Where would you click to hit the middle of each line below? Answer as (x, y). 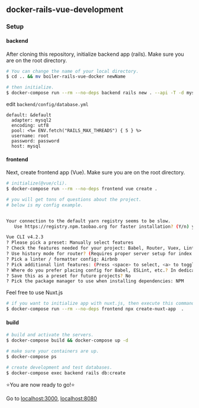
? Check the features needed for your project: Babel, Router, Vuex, (94, 248)
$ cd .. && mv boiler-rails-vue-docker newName (66, 76)
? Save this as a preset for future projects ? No (69, 276)
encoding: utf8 (30, 126)
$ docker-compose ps (32, 356)
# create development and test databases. (59, 367)
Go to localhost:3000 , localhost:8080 (52, 398)
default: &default (29, 115)
